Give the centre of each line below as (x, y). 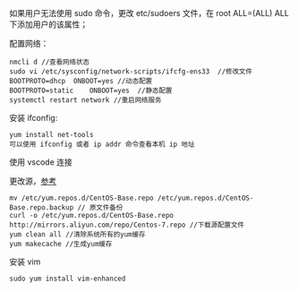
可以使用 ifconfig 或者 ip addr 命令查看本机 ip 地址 (102, 144)
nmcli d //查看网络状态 (49, 62)
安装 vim (25, 262)
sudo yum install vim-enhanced (68, 279)
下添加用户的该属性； (48, 24)
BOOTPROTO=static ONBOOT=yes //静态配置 (91, 90)
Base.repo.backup (42, 208)
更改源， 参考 (33, 181)
